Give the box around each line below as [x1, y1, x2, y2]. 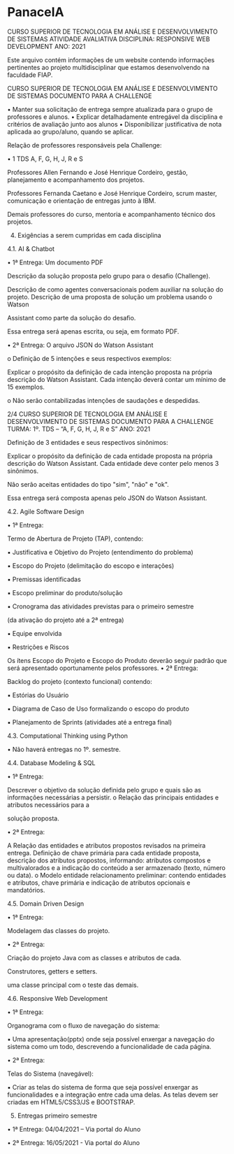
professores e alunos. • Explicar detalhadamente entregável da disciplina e [7, 113, 224, 121]
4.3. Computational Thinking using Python [7, 732, 128, 740]
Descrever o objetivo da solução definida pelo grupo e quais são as [7, 785, 201, 794]
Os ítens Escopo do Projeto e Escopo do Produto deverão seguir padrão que [7, 656, 227, 664]
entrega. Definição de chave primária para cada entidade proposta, [7, 848, 201, 857]
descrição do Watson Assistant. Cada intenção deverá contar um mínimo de [7, 375, 226, 383]
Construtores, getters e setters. [7, 967, 98, 976]
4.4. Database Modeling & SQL [7, 758, 96, 767]
